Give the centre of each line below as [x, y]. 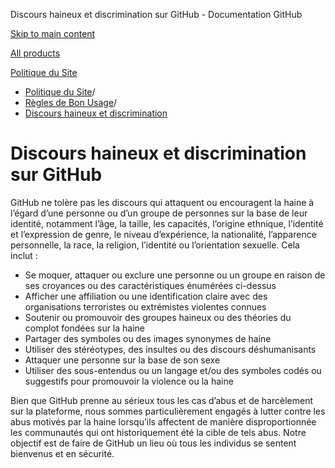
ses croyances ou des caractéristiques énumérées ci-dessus [150, 285]
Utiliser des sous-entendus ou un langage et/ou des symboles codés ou [173, 370]
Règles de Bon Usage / [71, 102]
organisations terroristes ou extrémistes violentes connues [145, 306]
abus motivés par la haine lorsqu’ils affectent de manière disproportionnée [163, 421]
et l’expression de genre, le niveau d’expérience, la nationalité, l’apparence [163, 234]
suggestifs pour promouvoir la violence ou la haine [129, 381]
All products [35, 53]
